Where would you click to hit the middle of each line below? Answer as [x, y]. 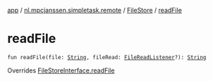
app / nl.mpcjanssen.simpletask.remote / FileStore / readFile [95, 10]
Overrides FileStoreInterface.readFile [61, 70]
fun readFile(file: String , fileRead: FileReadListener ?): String [107, 57]
